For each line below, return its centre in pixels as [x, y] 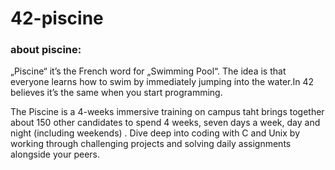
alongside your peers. [55, 154]
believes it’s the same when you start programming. [116, 93]
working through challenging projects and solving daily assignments [151, 144]
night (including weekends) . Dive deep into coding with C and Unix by [155, 133]
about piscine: [46, 50]
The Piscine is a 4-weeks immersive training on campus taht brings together [167, 112]
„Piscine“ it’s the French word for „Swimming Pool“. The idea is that [148, 71]
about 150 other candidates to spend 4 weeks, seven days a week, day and [165, 123]
